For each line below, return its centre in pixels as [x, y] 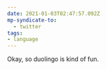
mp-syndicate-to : [32, 20]
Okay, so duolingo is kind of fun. [53, 59]
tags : [15, 33]
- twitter [27, 26]
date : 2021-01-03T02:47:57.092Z [53, 14]
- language [23, 40]
